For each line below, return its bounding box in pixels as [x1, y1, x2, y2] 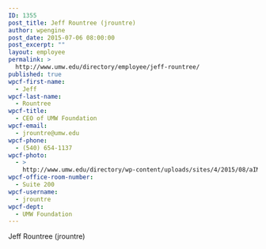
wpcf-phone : [8, 136, 47, 145]
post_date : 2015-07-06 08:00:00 [8, 33, 115, 42]
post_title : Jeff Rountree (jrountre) [8, 19, 136, 27]
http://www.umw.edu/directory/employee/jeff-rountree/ [15, 63, 200, 71]
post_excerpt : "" [8, 41, 66, 49]
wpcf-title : [8, 108, 47, 115]
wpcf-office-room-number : [8, 173, 93, 182]
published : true [8, 70, 62, 78]
